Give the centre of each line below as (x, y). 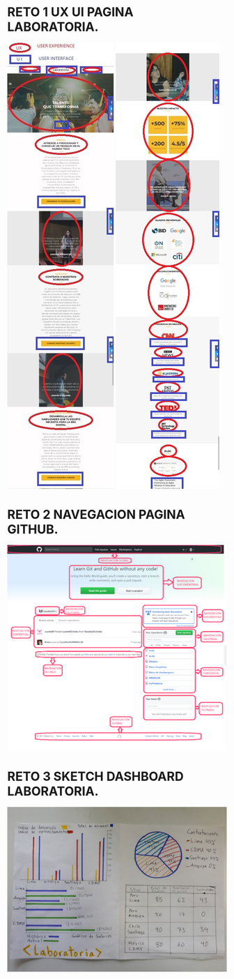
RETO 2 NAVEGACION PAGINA (96, 515)
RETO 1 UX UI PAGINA (70, 12)
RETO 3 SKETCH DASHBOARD (95, 776)
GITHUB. (33, 530)
